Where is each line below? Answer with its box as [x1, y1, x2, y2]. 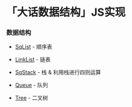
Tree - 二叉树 [15, 94, 48, 102]
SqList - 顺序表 [15, 43, 53, 50]
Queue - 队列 [15, 82, 48, 89]
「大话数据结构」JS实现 [6, 5, 126, 19]
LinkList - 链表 [15, 56, 51, 63]
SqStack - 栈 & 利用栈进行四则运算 [15, 69, 101, 76]
